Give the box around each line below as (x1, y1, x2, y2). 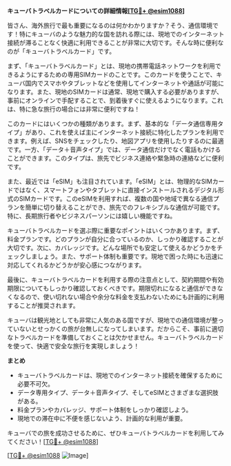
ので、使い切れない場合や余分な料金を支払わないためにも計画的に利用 (25, 293, 225, 301)
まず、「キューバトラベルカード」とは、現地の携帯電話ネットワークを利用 (7, 62, 215, 70)
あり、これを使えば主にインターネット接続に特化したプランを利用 (30, 128, 219, 136)
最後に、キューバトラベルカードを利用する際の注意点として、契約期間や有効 (7, 276, 224, 283)
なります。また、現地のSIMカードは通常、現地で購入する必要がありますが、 (7, 88, 223, 96)
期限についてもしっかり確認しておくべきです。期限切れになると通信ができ (7, 284, 217, 292)
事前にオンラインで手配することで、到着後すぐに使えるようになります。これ (7, 97, 224, 104)
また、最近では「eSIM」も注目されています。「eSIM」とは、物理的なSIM (7, 177, 212, 185)
